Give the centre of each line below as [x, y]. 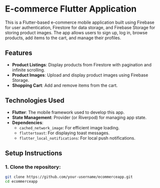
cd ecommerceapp [21, 182]
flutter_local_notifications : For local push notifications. [77, 138]
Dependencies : [28, 123]
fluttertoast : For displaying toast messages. [64, 133]
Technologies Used [35, 101]
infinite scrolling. [29, 70]
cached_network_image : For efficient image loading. [69, 127]
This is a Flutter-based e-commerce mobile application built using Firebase [80, 22]
